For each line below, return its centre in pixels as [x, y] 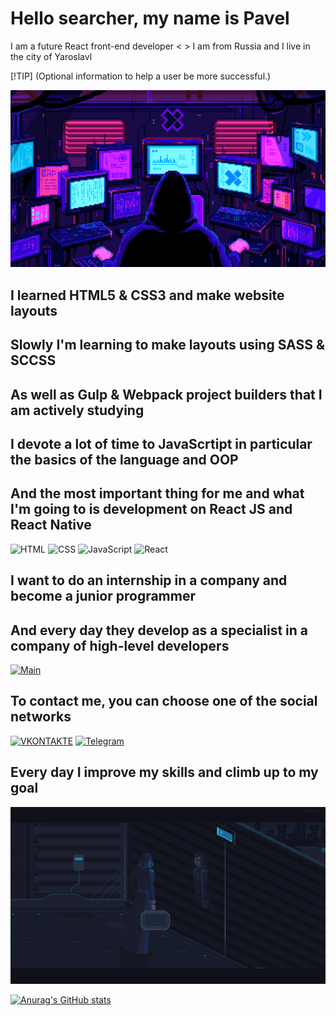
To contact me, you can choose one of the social [164, 701]
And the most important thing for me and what [157, 493]
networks [41, 717]
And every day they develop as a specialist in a [159, 630]
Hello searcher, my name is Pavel [150, 18]
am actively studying [77, 410]
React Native [51, 525]
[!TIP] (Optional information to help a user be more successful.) [141, 76]
